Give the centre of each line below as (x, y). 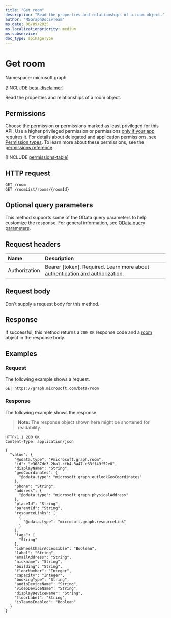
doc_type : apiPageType (29, 39)
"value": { (21, 455)
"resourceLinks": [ (35, 513)
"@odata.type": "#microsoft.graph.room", (59, 459)
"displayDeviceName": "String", (49, 593)
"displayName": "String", (42, 468)
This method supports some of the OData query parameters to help (76, 218)
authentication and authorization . (84, 274)
